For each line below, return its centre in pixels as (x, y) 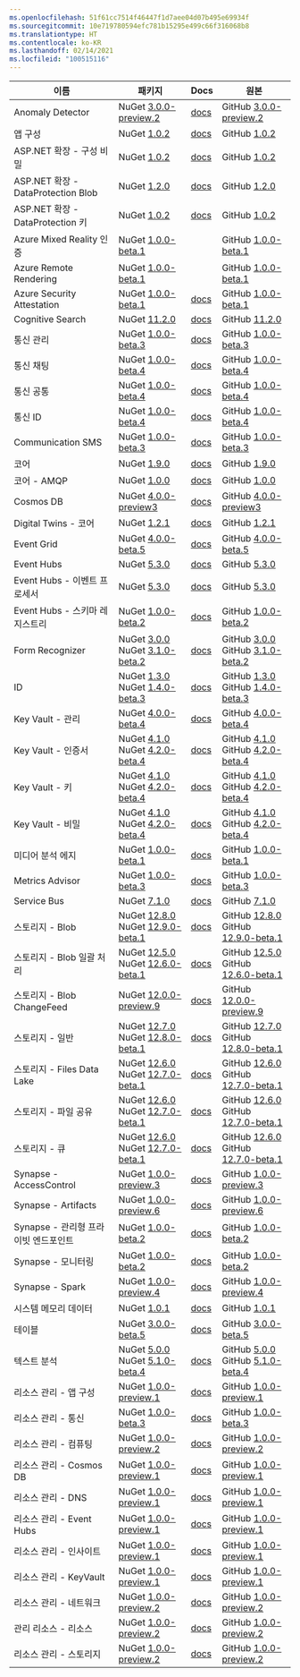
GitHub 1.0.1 (249, 1308)
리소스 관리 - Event (53, 1519)
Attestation (37, 305)
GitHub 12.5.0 (252, 952)
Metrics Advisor (47, 881)
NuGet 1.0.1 (144, 1308)
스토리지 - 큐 (40, 1149)
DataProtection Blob (56, 193)
